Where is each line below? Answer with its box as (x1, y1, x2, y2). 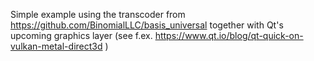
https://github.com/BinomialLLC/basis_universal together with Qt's (10, 19, 284, 31)
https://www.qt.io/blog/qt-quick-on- (154, 30, 304, 41)
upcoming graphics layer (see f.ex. (10, 30, 153, 41)
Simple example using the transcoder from (10, 9, 186, 20)
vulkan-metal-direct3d (10, 40, 103, 52)
